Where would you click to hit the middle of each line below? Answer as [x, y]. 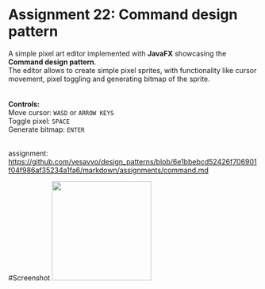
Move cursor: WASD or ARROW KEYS [61, 112]
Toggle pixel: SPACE [39, 121]
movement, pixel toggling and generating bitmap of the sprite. [109, 79]
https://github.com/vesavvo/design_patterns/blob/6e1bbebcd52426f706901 [132, 161]
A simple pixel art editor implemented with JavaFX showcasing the [117, 53]
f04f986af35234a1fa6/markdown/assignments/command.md [108, 170]
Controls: [24, 104]
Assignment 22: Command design [123, 15]
